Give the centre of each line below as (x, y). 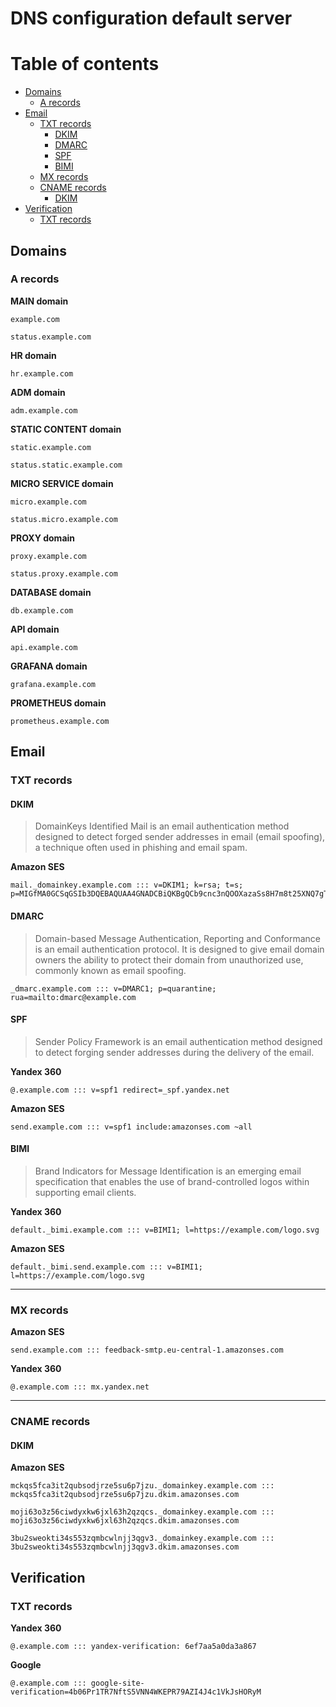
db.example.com (42, 610)
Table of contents (85, 64)
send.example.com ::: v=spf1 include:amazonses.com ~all (131, 1127)
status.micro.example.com (64, 519)
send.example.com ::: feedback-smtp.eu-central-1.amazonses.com (147, 1350)
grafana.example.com (53, 684)
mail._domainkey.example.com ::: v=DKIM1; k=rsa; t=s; (127, 885)
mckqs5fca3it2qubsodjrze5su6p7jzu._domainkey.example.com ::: (142, 1486)
